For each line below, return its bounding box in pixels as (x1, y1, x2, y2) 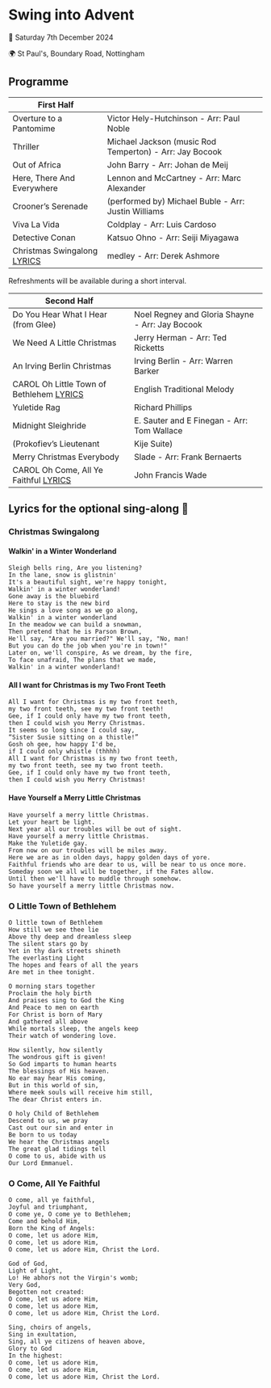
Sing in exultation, (8, 1331, 78, 1339)
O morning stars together (8, 982, 95, 990)
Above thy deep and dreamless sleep (8, 932, 131, 941)
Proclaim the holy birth (8, 989, 92, 998)
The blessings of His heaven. (8, 1067, 110, 1075)
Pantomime (12, 123, 56, 134)
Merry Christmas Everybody (12, 451, 119, 462)
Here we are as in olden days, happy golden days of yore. (8, 853, 211, 862)
